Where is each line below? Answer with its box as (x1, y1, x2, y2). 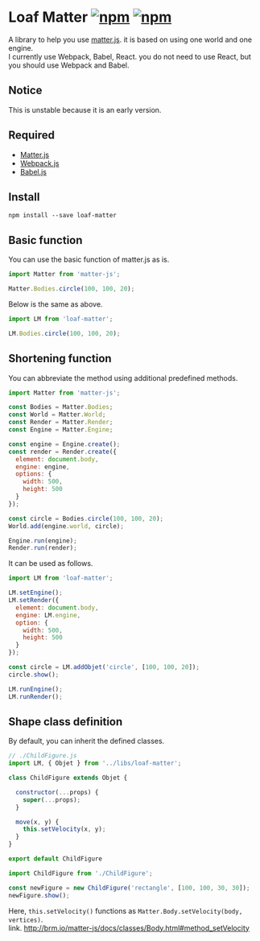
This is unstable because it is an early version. (8, 105, 162, 114)
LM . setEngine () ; (8, 588, 63, 597)
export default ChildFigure (8, 855, 103, 863)
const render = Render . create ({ (8, 448, 117, 456)
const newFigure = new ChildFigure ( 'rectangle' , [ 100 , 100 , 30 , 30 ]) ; (8, 884, 250, 892)
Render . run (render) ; (8, 544, 78, 552)
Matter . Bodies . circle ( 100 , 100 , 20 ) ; (8, 285, 135, 293)
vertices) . (8, 914, 43, 924)
